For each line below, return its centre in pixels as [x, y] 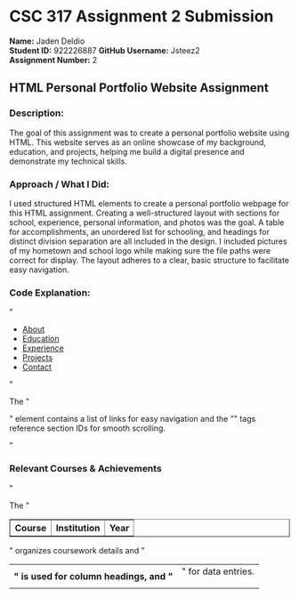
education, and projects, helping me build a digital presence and [127, 151]
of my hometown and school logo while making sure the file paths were [140, 250]
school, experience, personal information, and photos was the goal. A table [147, 222]
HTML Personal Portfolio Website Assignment [139, 88]
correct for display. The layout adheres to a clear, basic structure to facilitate [149, 260]
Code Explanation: [50, 293]
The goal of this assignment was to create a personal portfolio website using [149, 133]
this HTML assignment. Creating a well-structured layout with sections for [145, 213]
